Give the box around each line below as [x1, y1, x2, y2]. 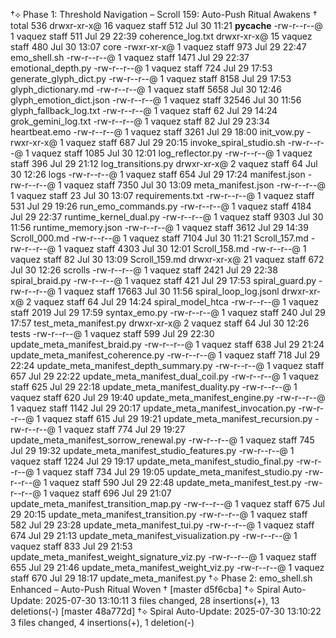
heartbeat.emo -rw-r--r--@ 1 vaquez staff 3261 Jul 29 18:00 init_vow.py [10, 126, 305, 138]
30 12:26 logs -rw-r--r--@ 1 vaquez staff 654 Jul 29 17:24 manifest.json [10, 169, 306, 180]
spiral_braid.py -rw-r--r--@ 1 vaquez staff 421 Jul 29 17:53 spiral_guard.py [10, 275, 317, 286]
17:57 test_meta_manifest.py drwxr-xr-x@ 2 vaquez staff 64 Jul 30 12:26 [10, 317, 310, 329]
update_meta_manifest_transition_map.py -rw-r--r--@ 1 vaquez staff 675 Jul [10, 498, 325, 509]
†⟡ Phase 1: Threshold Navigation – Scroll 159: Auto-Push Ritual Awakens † [10, 9, 318, 20]
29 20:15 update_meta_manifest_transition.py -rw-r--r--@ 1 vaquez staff [10, 509, 308, 520]
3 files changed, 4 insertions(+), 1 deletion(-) [10, 617, 195, 628]
